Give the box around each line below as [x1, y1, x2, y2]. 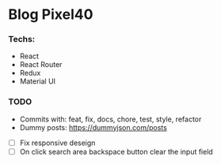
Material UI [19, 76, 56, 86]
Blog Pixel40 [8, 6, 93, 24]
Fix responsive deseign [19, 138, 96, 147]
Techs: [8, 34, 36, 45]
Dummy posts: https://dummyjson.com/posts [19, 122, 168, 132]
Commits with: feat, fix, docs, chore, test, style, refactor [19, 114, 202, 124]
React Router [19, 60, 63, 69]
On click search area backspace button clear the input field [19, 147, 214, 156]
